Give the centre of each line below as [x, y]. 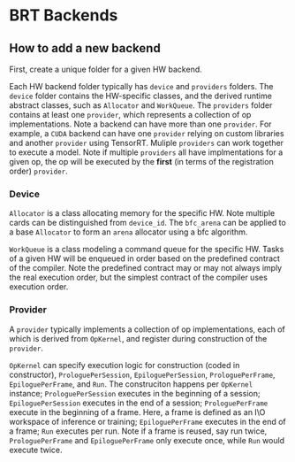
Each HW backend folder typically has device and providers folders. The [141, 86]
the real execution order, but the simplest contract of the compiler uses [138, 277]
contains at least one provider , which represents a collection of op [130, 115]
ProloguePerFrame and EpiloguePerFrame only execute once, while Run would [147, 440]
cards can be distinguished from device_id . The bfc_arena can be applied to [148, 223]
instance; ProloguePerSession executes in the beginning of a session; [135, 393]
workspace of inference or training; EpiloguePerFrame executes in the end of [148, 421]
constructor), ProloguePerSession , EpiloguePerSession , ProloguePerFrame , [142, 374]
